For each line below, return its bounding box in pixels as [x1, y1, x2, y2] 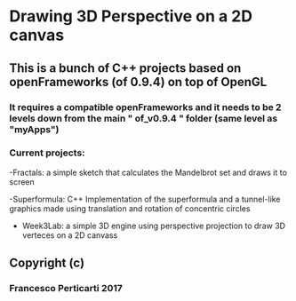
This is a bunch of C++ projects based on [9, 60, 242, 75]
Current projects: [9, 147, 86, 159]
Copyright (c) [9, 256, 85, 271]
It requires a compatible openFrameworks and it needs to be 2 [9, 100, 282, 113]
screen [9, 176, 36, 187]
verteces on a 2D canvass [21, 229, 118, 241]
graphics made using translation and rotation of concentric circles [9, 202, 251, 214]
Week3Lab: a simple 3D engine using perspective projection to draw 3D [21, 220, 286, 231]
